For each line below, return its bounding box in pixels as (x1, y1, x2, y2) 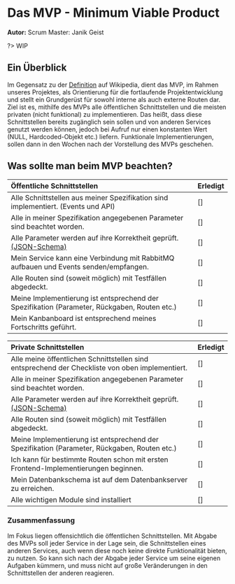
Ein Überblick (7, 62, 67, 74)
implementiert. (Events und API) (10, 201, 115, 211)
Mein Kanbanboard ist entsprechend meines (10, 313, 157, 323)
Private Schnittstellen (10, 342, 85, 352)
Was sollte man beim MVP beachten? (7, 160, 173, 172)
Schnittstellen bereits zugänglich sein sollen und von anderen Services (7, 117, 211, 126)
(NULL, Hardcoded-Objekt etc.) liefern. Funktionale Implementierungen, (7, 132, 215, 141)
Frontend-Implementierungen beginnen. (10, 463, 143, 473)
